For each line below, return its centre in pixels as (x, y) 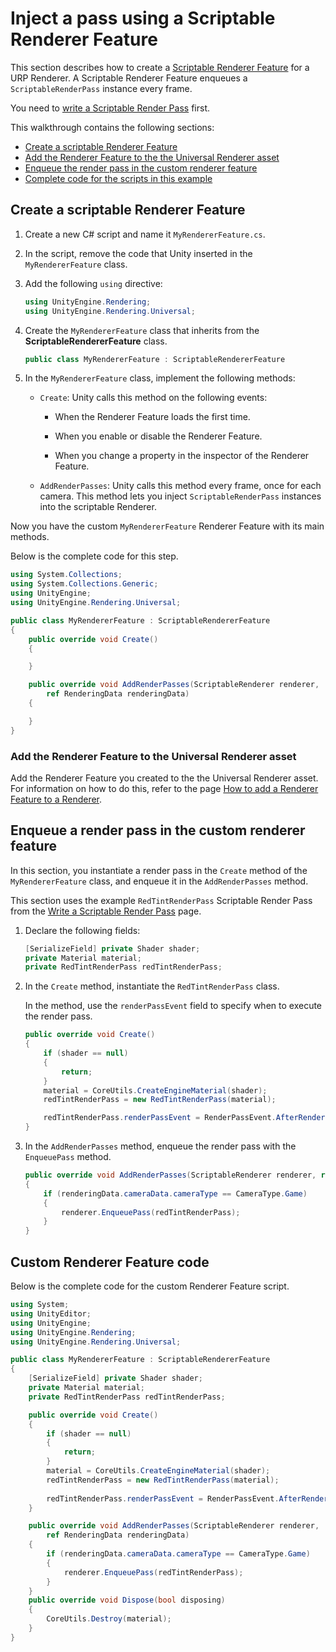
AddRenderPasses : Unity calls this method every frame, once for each (180, 486)
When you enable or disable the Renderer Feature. (158, 436)
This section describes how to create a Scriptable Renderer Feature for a (160, 67)
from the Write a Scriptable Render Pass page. (106, 911)
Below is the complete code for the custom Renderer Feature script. (150, 1286)
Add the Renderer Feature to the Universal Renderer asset (153, 756)
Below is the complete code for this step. (94, 556)
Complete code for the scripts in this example (118, 178)
